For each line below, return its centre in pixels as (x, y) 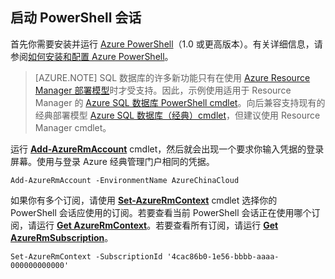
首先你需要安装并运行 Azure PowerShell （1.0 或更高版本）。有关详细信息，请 (166, 44)
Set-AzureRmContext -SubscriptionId (86, 256)
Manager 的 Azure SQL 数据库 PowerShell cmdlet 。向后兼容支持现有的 (180, 102)
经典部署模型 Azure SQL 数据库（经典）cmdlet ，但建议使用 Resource (177, 115)
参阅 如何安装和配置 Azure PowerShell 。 (92, 56)
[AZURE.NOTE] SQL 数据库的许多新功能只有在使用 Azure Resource (172, 77)
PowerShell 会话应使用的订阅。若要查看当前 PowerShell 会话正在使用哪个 (161, 212)
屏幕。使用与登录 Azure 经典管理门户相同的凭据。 (112, 161)
